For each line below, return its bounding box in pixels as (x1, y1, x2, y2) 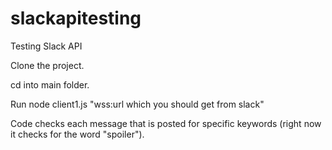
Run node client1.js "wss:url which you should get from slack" (10, 98, 265, 110)
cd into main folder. (10, 78, 90, 91)
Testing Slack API (10, 40, 83, 52)
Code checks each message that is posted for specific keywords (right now (10, 117, 322, 129)
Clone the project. (10, 59, 85, 71)
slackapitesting (10, 7, 142, 30)
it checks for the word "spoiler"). (10, 128, 145, 140)
